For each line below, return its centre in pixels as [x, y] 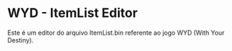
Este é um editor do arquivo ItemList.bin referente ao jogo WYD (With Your [116, 33]
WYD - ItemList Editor [73, 13]
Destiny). [21, 40]
